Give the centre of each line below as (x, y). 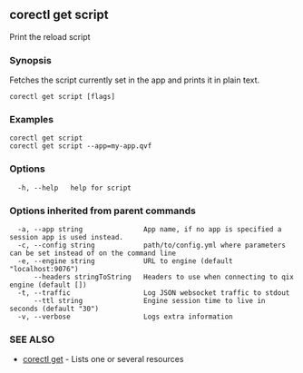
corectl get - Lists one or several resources (103, 359)
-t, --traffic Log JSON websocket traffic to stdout (154, 293)
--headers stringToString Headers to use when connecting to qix (164, 277)
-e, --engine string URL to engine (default (125, 261)
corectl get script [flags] (63, 97)
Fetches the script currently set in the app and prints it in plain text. (135, 80)
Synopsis (30, 60)
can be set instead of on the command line (93, 253)
